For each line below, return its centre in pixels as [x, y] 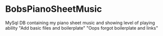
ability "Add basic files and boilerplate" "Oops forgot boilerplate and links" [82, 28]
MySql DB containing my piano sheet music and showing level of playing [80, 23]
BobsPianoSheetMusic [54, 9]
